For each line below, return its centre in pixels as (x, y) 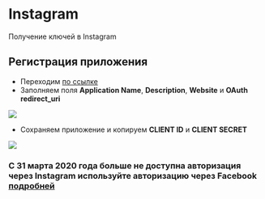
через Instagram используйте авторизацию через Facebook (133, 176)
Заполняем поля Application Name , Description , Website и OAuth (134, 90)
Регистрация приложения (78, 62)
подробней (32, 185)
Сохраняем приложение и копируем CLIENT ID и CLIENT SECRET (133, 129)
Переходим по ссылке (59, 81)
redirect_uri (40, 99)
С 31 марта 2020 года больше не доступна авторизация (125, 165)
